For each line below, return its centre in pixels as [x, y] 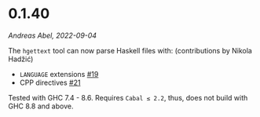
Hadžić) [21, 59]
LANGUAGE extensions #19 [59, 74]
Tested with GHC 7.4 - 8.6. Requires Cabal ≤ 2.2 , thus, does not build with [128, 97]
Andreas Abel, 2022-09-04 [52, 35]
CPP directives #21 [50, 82]
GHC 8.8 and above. [41, 106]
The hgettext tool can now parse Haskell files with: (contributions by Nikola [130, 50]
